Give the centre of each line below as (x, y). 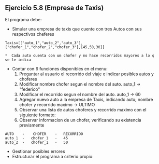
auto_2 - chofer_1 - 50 (36, 142)
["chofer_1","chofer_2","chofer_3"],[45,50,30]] (55, 47)
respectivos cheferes (33, 34)
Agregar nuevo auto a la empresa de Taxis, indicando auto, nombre (86, 99)
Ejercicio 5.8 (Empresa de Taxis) (54, 8)
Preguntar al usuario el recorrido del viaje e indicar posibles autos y (86, 74)
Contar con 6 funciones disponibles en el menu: (60, 68)
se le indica (18, 60)
